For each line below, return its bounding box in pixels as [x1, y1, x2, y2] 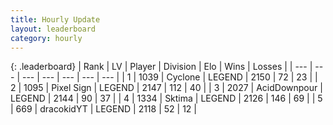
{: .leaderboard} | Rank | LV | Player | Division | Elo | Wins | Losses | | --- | [10, 61, 313, 73]
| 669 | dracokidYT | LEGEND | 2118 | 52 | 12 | [10, 103, 197, 115]
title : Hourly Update [10, 14, 101, 25]
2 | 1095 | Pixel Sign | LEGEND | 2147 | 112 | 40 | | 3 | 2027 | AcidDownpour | [10, 82, 323, 94]
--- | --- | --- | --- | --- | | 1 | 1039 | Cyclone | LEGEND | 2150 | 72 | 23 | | [21, 71, 318, 83]
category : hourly [10, 33, 83, 43]
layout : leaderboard [10, 24, 97, 34]
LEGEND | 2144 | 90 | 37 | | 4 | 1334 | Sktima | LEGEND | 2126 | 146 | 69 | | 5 [10, 92, 323, 105]
